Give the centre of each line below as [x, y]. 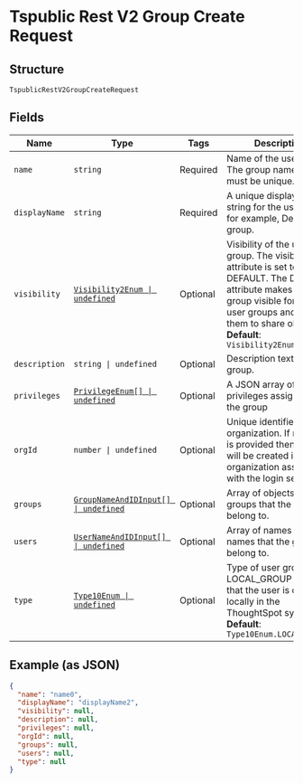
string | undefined [115, 364]
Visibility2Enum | [113, 289]
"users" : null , [46, 753]
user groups [252, 312]
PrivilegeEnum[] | [113, 391]
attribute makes [260, 289]
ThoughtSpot [254, 612]
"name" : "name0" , [50, 694]
